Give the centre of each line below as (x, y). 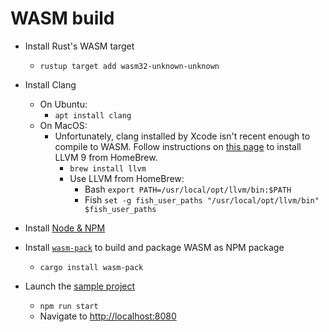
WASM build (62, 18)
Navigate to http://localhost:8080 (108, 316)
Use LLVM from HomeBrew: (127, 178)
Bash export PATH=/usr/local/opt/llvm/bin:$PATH (188, 189)
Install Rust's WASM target (79, 46)
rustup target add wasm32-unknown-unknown (129, 66)
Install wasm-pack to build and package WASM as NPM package (154, 247)
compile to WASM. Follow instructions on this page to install (178, 146)
